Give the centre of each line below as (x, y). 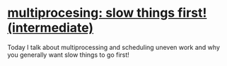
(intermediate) (51, 28)
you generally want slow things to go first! (68, 55)
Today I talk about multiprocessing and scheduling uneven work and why (114, 47)
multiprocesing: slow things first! (107, 13)
